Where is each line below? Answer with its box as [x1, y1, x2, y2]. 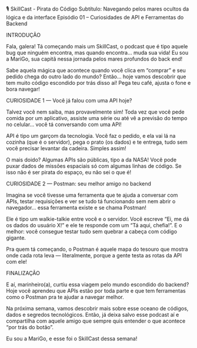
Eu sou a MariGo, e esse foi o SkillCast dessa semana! [6, 335, 138, 342]
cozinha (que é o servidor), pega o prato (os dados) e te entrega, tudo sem [6, 138, 188, 145]
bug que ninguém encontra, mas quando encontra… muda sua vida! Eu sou [6, 49, 189, 56]
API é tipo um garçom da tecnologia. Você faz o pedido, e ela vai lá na [6, 132, 176, 139]
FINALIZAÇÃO [6, 270, 40, 276]
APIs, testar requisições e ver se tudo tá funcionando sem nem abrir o [6, 198, 176, 205]
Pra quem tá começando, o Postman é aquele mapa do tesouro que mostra [6, 246, 188, 253]
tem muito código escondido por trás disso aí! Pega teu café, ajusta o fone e [6, 79, 191, 86]
